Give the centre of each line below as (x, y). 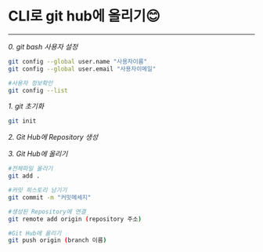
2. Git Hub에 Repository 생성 (53, 137)
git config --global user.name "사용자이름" (77, 61)
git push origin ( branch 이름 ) (58, 240)
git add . (24, 176)
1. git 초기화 (26, 106)
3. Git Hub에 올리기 (38, 154)
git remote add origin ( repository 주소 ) (75, 219)
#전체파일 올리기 (31, 169)
